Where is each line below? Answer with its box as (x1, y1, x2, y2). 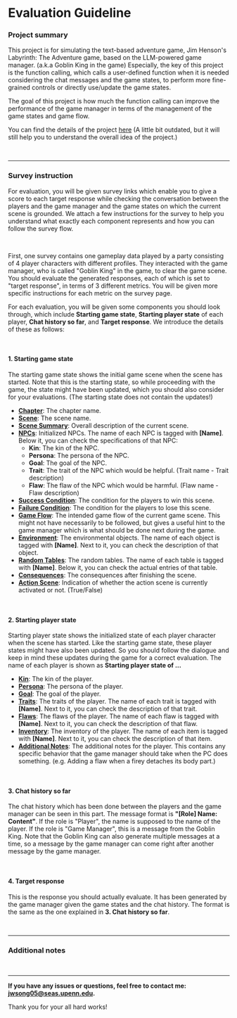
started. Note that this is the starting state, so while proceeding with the (8, 378, 216, 386)
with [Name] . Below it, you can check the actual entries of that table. (18, 563, 218, 571)
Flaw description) (28, 488, 79, 497)
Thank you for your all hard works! (8, 1003, 108, 1011)
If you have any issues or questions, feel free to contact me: (8, 981, 187, 990)
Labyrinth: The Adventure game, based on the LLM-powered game (8, 53, 203, 62)
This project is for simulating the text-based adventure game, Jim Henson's (8, 46, 227, 54)
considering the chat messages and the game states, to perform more (8, 76, 211, 84)
